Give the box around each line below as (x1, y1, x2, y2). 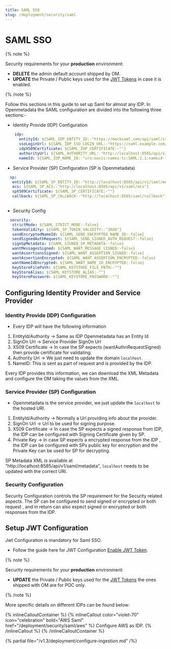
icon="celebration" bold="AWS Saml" (5, 617, 84, 624)
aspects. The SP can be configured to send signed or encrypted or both (5, 498, 156, 504)
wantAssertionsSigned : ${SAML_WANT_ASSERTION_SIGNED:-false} (12, 251, 145, 256)
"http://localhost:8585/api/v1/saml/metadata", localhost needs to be (5, 463, 149, 469)
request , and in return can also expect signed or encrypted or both (5, 503, 147, 510)
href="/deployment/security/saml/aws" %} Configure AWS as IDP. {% (5, 622, 152, 629)
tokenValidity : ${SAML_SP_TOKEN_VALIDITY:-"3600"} (12, 227, 122, 232)
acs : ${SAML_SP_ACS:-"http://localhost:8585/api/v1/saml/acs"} (12, 184, 149, 189)
